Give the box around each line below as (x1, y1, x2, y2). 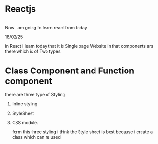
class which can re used (12, 134, 61, 140)
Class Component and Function (5, 65, 135, 76)
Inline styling (12, 101, 38, 107)
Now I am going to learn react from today (5, 24, 87, 30)
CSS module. (12, 119, 39, 125)
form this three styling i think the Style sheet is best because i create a (12, 129, 153, 135)
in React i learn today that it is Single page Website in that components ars (5, 43, 154, 49)
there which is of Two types (5, 48, 61, 54)
